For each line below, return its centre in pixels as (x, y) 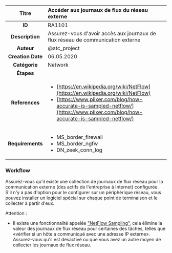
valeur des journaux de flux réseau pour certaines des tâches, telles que (89, 229)
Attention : (16, 213)
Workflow (18, 170)
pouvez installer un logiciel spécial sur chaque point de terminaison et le (81, 198)
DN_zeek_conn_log (79, 150)
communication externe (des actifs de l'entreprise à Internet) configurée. (82, 187)
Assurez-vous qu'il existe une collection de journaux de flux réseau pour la (84, 182)
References (25, 103)
